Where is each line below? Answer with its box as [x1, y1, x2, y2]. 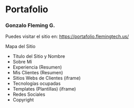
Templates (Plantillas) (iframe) [12, 86, 76, 92]
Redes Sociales [12, 91, 46, 98]
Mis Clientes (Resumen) [12, 70, 63, 76]
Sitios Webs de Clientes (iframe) [12, 75, 81, 81]
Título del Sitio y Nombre [12, 53, 65, 59]
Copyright [12, 97, 34, 103]
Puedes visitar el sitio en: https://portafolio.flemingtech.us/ [5, 33, 129, 39]
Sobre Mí [12, 59, 32, 65]
